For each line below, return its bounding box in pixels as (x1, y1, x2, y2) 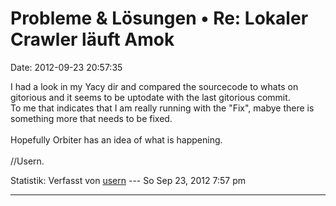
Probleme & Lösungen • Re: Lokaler (10, 7, 309, 30)
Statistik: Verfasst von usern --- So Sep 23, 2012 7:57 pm (10, 174, 247, 186)
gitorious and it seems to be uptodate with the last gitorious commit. (10, 91, 291, 103)
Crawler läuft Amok (10, 28, 175, 51)
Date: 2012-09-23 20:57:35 (10, 61, 123, 73)
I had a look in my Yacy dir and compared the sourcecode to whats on (10, 80, 299, 92)
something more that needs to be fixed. (10, 112, 173, 124)
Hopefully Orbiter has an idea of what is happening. (10, 133, 223, 146)
